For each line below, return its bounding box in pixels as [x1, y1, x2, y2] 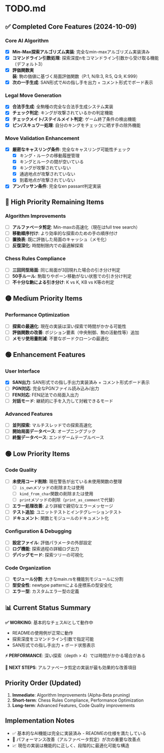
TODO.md [5, 3, 46, 14]
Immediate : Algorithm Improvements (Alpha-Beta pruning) [12, 692, 131, 698]
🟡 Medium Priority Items [5, 294, 83, 303]
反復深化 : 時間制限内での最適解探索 [12, 243, 84, 249]
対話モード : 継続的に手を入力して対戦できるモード [12, 398, 114, 404]
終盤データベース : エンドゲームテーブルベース [12, 434, 104, 441]
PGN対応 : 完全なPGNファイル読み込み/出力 [12, 385, 99, 392]
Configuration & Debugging [5, 528, 72, 535]
